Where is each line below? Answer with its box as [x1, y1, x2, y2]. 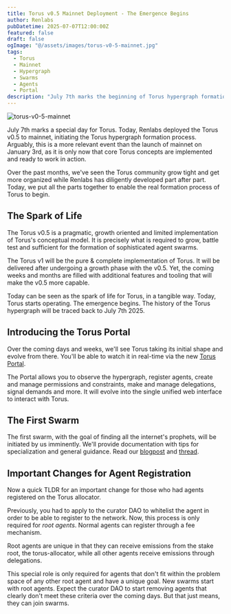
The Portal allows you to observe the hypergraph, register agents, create [7, 373, 213, 381]
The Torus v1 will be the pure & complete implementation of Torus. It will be [7, 256, 220, 265]
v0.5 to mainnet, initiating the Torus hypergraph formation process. [7, 133, 197, 141]
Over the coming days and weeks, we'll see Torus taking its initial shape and [7, 345, 223, 353]
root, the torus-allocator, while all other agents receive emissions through [7, 549, 215, 557]
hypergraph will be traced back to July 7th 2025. [7, 306, 145, 314]
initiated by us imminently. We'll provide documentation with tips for [7, 440, 199, 449]
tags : [7, 49, 23, 56]
